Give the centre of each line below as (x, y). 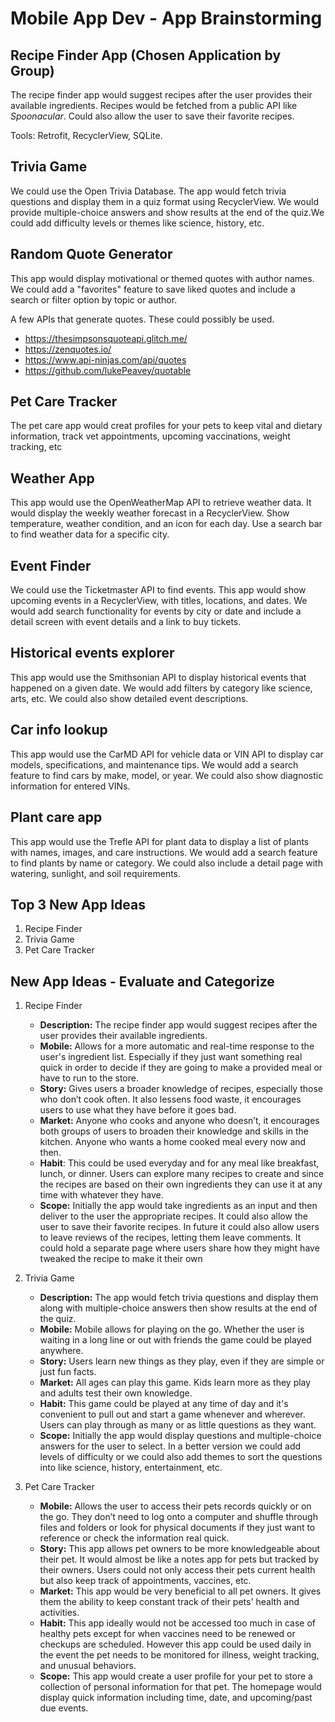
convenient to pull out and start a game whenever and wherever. (172, 1414)
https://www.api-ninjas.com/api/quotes (105, 359)
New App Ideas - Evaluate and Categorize (142, 981)
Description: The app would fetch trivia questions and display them (179, 1298)
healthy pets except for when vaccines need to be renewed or (167, 1634)
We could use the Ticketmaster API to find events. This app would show (158, 590)
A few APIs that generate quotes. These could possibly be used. (142, 319)
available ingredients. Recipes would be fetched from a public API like (154, 105)
